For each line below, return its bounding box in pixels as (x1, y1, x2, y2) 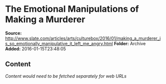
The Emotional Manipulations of (5, 3, 139, 15)
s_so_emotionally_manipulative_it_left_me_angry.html (5, 40, 113, 46)
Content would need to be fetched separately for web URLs (5, 73, 127, 79)
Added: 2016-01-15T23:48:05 (5, 46, 66, 52)
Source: (5, 30, 22, 36)
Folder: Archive (113, 40, 146, 46)
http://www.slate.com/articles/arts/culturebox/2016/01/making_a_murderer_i (5, 35, 161, 41)
